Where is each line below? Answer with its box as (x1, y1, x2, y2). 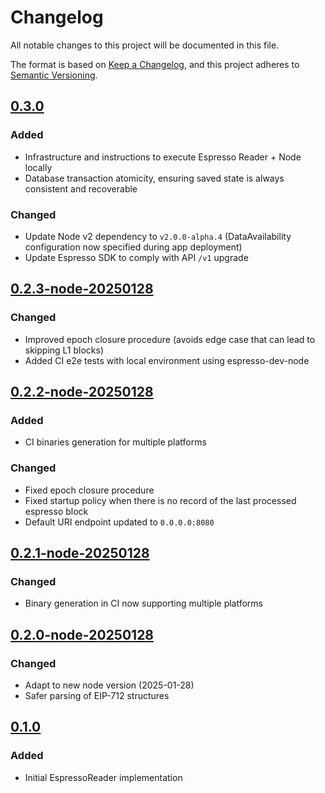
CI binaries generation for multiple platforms (24, 436, 207, 448)
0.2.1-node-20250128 (10, 544, 150, 561)
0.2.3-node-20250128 (10, 281, 154, 298)
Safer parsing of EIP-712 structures (24, 689, 170, 701)
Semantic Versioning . (10, 69, 98, 81)
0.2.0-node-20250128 (10, 626, 155, 643)
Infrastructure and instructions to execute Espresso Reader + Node (24, 151, 302, 163)
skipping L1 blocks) (24, 344, 105, 356)
